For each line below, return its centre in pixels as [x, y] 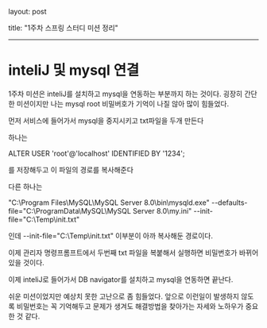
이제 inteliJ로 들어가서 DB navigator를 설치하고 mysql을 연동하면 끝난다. [121, 279]
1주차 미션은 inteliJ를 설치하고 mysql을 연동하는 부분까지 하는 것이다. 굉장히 [126, 94]
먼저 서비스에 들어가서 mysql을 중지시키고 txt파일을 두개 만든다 [106, 120]
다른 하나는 [25, 187]
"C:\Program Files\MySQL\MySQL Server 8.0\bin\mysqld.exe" [109, 203]
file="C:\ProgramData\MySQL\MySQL [70, 210]
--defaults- [229, 203]
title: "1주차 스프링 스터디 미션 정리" [64, 28]
